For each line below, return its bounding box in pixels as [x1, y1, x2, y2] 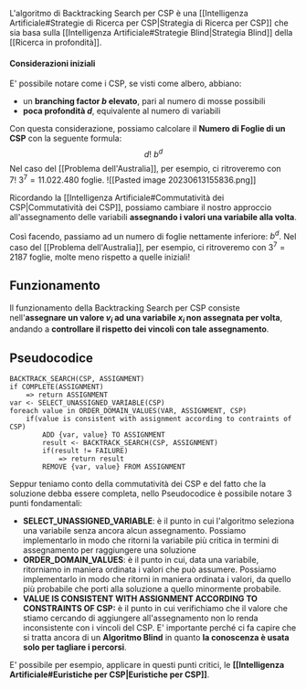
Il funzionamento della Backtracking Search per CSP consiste [9, 302, 240, 313]
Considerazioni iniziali [9, 58, 96, 69]
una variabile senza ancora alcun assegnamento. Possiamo [22, 525, 247, 536]
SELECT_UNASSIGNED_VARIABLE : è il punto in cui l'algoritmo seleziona [22, 515, 295, 526]
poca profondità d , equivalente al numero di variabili [22, 105, 221, 117]
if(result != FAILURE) [42, 447, 129, 456]
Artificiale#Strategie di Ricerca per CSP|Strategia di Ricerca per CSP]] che [9, 17, 290, 28]
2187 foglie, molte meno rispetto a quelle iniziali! [9, 251, 191, 262]
